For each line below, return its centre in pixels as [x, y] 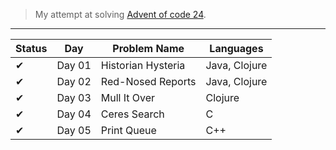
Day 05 [74, 130]
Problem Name [148, 48]
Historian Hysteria [143, 65]
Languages [236, 48]
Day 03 [74, 97]
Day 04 [74, 114]
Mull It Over [128, 97]
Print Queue [128, 130]
